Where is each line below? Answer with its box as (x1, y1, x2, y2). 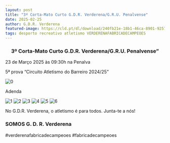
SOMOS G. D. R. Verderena (5, 121, 72, 128)
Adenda (5, 88, 22, 94)
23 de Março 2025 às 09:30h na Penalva (5, 59, 91, 65)
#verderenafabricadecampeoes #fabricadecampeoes (5, 132, 117, 138)
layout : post (5, 7, 33, 13)
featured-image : (5, 26, 39, 31)
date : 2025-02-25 (5, 17, 42, 22)
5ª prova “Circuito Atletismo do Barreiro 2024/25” (5, 69, 109, 75)
